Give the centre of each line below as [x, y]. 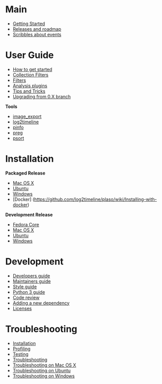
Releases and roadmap [37, 29]
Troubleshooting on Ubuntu [42, 370]
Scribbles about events [37, 34]
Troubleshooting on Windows [44, 376]
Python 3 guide [29, 292]
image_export [27, 116]
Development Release [29, 215]
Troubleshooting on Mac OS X [44, 365]
